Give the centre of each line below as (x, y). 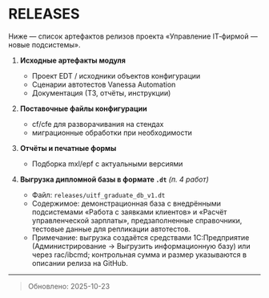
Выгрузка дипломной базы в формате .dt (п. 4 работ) (114, 179)
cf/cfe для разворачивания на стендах (98, 124)
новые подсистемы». (44, 44)
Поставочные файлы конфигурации (84, 108)
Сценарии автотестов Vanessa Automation (104, 84)
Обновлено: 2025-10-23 (69, 286)
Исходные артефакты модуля (73, 60)
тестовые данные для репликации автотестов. (111, 229)
